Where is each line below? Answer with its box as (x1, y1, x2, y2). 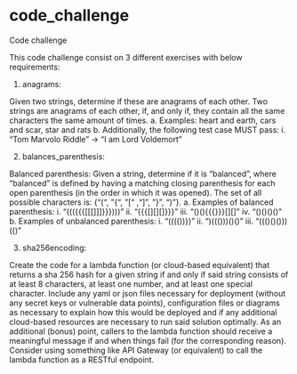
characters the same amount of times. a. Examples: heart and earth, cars (9, 115, 277, 126)
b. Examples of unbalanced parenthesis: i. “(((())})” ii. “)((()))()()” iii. (9, 215, 253, 226)
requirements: (9, 61, 60, 72)
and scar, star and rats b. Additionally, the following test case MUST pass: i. (9, 124, 286, 134)
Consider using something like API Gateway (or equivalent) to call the (9, 345, 263, 355)
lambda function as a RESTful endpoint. (9, 354, 155, 365)
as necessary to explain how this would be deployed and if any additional (9, 306, 277, 317)
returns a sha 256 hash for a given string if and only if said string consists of (9, 269, 289, 280)
